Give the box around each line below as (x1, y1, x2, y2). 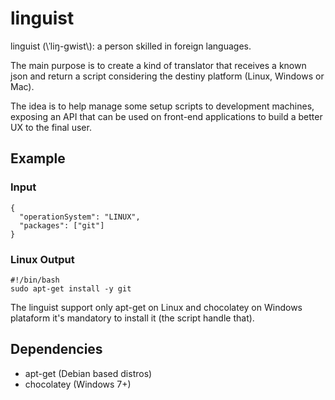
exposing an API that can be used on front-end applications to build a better (10, 110, 323, 122)
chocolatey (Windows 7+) (24, 378, 132, 390)
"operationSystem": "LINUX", (19, 212, 141, 222)
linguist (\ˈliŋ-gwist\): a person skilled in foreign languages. (10, 40, 252, 52)
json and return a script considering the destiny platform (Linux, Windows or (10, 70, 325, 82)
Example (10, 150, 66, 167)
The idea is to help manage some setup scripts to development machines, (10, 100, 315, 112)
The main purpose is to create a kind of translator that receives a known (10, 59, 307, 71)
